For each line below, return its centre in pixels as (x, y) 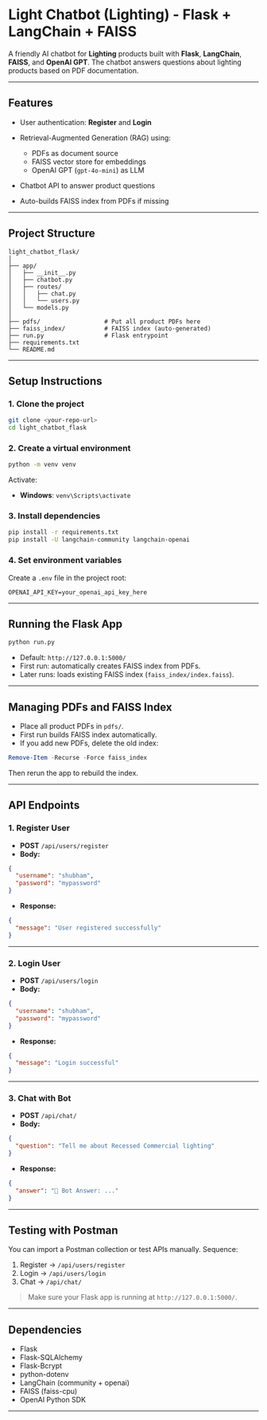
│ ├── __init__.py (43, 272)
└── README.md (32, 349)
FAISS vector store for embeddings (89, 162)
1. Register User (39, 828)
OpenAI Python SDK (52, 1400)
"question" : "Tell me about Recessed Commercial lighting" (115, 1146)
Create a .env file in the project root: (68, 577)
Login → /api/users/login (63, 1273)
